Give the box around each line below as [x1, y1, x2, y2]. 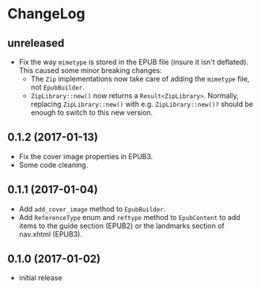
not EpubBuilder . [30, 82, 85, 92]
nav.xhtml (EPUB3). [18, 229, 82, 238]
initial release [18, 273, 62, 283]
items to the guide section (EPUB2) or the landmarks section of [18, 221, 225, 230]
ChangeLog [7, 5, 85, 23]
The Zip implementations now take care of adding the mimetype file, [30, 74, 250, 83]
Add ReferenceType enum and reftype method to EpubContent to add [18, 212, 240, 222]
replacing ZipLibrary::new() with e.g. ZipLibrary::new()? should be [30, 100, 254, 108]
